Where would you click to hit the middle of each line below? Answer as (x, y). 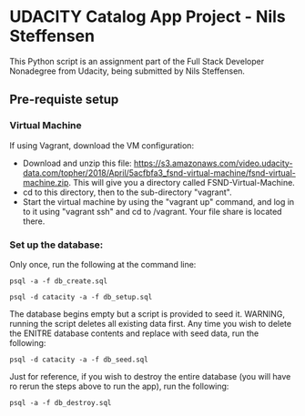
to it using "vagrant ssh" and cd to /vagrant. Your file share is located (152, 211)
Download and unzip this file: (77, 163)
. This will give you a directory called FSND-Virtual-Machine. (182, 182)
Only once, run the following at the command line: (103, 264)
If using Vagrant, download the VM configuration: (102, 145)
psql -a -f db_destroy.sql (61, 402)
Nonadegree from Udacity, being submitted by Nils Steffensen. (127, 71)
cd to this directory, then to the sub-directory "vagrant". (127, 192)
